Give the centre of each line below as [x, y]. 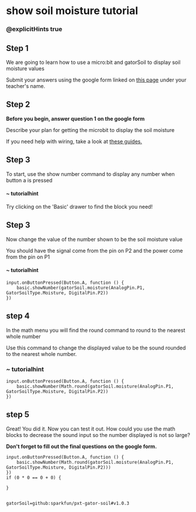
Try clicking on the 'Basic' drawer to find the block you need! [80, 206]
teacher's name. [26, 86]
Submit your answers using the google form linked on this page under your [96, 80]
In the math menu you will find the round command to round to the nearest [96, 330]
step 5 [18, 415]
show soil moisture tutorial [72, 11]
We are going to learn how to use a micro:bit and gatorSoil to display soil [93, 62]
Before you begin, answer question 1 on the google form [75, 118]
